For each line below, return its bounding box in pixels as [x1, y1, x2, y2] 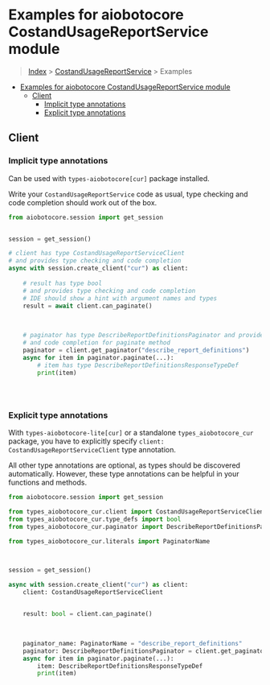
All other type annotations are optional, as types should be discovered [8, 460, 241, 470]
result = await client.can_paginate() [22, 302, 153, 310]
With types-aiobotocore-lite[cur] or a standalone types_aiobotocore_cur [8, 428, 254, 438]
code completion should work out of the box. [8, 197, 157, 207]
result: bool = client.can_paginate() [22, 610, 153, 618]
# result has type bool [22, 279, 103, 287]
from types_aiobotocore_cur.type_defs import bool [8, 515, 182, 524]
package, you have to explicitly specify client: [8, 436, 165, 446]
